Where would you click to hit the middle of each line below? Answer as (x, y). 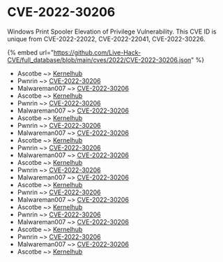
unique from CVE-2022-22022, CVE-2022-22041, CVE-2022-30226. (106, 38)
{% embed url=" (31, 52)
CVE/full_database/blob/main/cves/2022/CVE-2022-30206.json (99, 59)
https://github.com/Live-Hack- (97, 52)
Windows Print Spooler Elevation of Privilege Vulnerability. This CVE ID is (112, 31)
